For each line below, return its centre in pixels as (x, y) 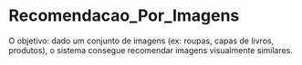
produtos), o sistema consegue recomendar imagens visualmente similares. (151, 50)
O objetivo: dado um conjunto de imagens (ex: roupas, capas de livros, (141, 41)
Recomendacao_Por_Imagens (124, 16)
